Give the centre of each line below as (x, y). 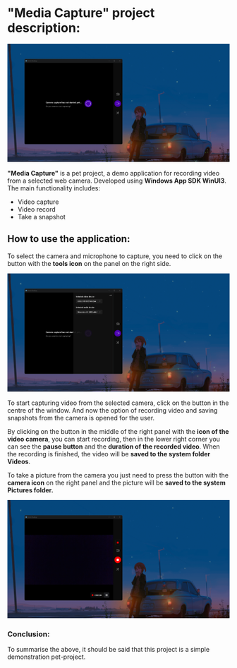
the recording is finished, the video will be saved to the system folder (109, 454)
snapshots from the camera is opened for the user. (81, 418)
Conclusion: (29, 634)
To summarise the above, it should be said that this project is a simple (109, 650)
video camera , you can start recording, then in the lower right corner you (114, 439)
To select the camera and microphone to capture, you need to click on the (115, 256)
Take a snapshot (41, 217)
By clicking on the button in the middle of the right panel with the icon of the (118, 431)
